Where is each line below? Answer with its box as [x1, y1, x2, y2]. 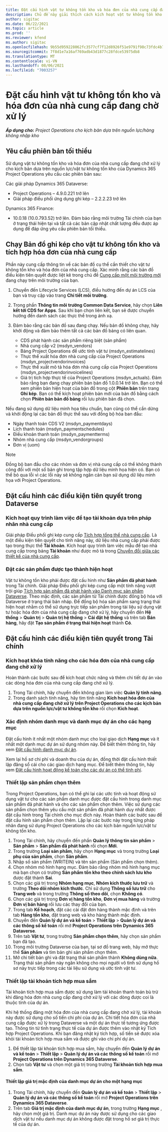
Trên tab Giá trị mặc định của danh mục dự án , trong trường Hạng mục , [12, 1105, 163, 1111]
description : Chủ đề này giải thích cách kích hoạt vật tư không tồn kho [5, 12, 163, 17]
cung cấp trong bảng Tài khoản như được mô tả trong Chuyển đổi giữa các [5, 548, 160, 554]
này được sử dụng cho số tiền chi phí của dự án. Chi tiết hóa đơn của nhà [5, 1014, 156, 1021]
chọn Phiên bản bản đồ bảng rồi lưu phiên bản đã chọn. [20, 396, 136, 402]
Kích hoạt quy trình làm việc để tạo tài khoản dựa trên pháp [5, 514, 152, 521]
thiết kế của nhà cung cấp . [5, 553, 60, 559]
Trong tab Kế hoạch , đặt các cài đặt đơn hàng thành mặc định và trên [12, 906, 157, 912]
